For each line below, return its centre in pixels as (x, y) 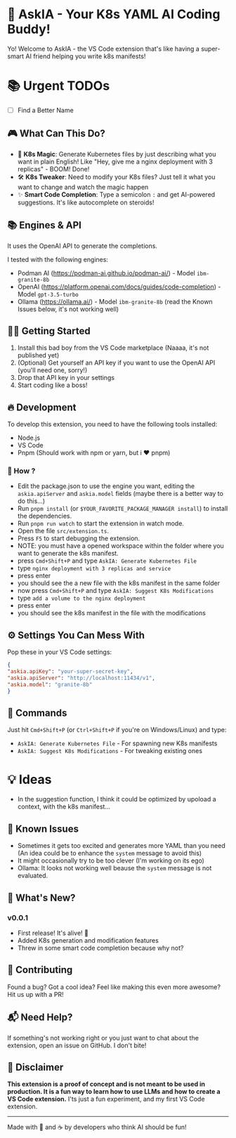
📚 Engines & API (45, 225)
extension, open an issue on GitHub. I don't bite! (77, 1045)
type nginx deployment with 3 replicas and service (94, 568)
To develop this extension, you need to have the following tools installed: (112, 424)
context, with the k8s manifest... (64, 806)
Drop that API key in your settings (66, 378)
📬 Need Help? (40, 1018)
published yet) (38, 355)
